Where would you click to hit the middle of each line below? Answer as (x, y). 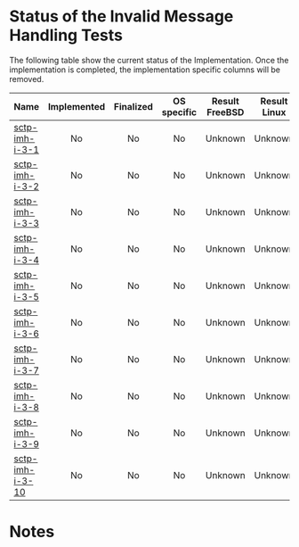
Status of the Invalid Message (121, 17)
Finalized (134, 106)
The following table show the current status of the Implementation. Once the (149, 60)
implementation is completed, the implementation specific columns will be (145, 70)
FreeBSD (226, 112)
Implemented (77, 106)
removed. (27, 79)
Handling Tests (66, 35)
